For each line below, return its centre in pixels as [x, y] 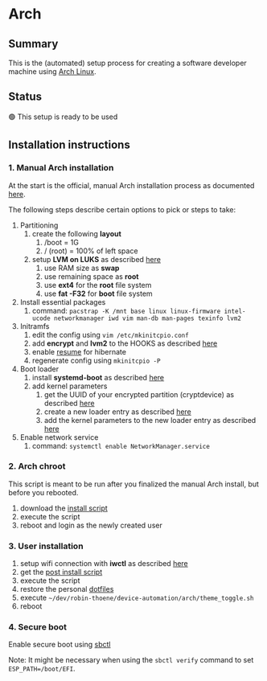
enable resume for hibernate [79, 351]
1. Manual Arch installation [61, 168]
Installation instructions [69, 145]
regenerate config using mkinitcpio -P [96, 360]
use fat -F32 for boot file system [98, 293]
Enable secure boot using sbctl [60, 645]
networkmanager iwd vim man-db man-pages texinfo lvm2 [147, 318]
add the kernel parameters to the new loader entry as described [150, 420]
